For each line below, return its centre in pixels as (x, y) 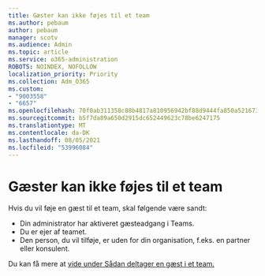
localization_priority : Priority (63, 74)
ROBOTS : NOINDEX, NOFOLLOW (52, 67)
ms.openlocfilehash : (42, 111)
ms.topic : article (38, 52)
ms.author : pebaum (38, 23)
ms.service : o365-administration (63, 60)
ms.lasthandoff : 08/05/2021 (54, 140)
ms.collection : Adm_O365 (49, 81)
